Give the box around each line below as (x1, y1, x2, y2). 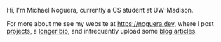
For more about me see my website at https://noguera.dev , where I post (6, 20, 215, 27)
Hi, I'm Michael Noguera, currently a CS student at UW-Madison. (6, 6, 194, 14)
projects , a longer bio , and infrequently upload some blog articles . (6, 27, 197, 35)
